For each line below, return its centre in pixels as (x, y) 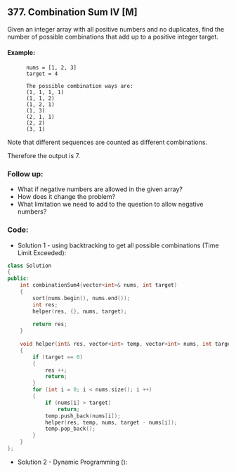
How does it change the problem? (66, 197)
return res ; (50, 324)
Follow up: (25, 174)
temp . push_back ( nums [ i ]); (83, 416)
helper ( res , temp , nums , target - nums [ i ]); (111, 422)
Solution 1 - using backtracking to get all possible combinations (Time (118, 245)
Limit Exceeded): (42, 252)
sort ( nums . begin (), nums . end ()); (81, 298)
